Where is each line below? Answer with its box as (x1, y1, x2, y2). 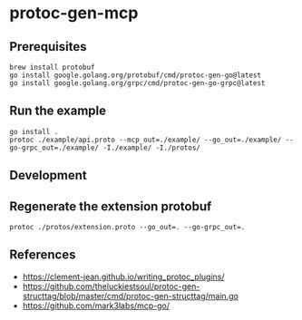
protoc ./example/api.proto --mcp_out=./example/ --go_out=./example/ (9, 135, 282, 144)
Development (9, 168, 88, 183)
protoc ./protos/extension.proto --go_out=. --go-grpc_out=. (9, 223, 246, 232)
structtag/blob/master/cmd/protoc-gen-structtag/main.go (22, 290, 239, 301)
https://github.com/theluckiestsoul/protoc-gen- (22, 280, 200, 292)
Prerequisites (9, 39, 87, 54)
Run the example (9, 103, 107, 119)
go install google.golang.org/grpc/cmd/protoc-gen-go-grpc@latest (9, 79, 266, 88)
